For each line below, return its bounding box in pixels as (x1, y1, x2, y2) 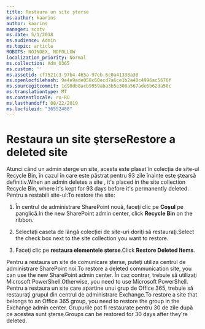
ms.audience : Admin (6, 37, 56, 43)
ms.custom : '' (6, 66, 43, 72)
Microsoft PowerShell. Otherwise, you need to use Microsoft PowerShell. (6, 278, 188, 286)
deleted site (6, 145, 68, 159)
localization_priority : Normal (6, 55, 87, 61)
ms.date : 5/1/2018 (6, 32, 53, 38)
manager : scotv (6, 26, 45, 32)
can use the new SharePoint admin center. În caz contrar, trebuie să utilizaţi (6, 271, 198, 279)
